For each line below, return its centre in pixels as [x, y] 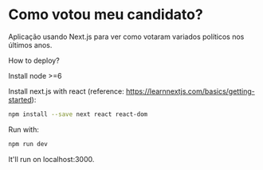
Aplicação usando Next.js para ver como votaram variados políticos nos [126, 37]
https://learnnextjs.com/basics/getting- [190, 91]
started [20, 99]
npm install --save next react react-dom [78, 114]
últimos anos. [30, 44]
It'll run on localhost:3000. [51, 159]
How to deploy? [34, 60]
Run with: [24, 129]
